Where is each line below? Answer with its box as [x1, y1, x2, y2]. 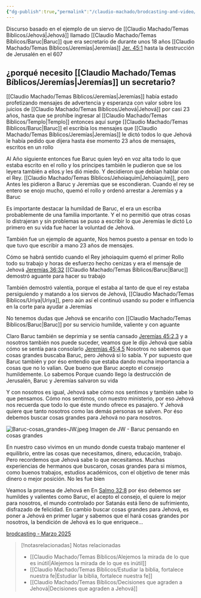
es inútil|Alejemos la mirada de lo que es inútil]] [29, 560, 147, 567]
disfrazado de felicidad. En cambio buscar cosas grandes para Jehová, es [6, 506, 189, 513]
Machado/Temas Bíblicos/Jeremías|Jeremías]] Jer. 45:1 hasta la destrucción [6, 44, 194, 51]
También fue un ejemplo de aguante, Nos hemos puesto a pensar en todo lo [6, 235, 193, 243]
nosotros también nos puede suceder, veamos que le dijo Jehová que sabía [6, 339, 193, 346]
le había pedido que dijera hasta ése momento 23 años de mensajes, [6, 137, 176, 145]
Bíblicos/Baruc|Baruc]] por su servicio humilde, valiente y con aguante [6, 321, 180, 329]
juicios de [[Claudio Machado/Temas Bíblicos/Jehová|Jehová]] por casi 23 [6, 106, 190, 113]
